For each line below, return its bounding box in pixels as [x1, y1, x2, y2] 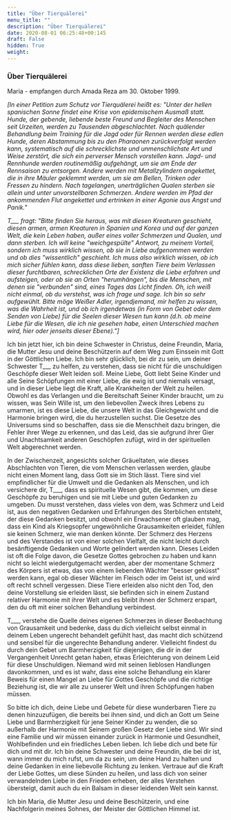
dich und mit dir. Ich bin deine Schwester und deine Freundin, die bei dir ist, [7, 747, 222, 756]
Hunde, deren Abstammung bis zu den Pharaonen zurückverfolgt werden [7, 137, 216, 146]
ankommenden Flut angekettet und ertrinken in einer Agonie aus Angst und [7, 196, 222, 204]
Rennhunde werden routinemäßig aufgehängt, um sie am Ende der [7, 160, 197, 168]
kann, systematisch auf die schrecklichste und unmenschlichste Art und [7, 144, 212, 153]
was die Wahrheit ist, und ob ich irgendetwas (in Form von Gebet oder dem [7, 305, 221, 313]
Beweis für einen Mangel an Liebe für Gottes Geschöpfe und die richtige [7, 675, 213, 684]
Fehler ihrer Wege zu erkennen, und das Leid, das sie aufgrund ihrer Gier [7, 428, 214, 437]
